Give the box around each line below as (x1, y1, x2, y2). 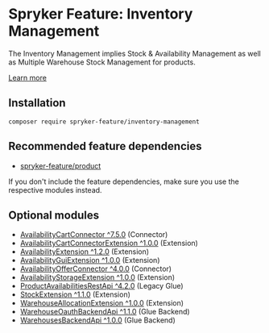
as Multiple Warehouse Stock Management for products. (8, 57, 196, 67)
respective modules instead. (8, 185, 102, 194)
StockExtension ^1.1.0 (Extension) (19, 289, 131, 299)
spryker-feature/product (19, 160, 101, 170)
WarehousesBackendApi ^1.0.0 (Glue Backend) (19, 315, 176, 325)
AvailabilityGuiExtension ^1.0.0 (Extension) (19, 256, 160, 265)
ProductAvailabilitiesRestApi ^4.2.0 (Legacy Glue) (19, 281, 184, 291)
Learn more (8, 73, 47, 82)
